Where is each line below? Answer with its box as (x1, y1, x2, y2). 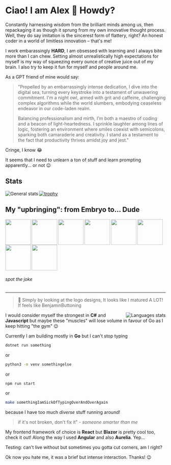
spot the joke (5, 276, 33, 282)
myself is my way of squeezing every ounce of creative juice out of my (5, 58, 154, 64)
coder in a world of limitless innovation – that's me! (5, 38, 112, 44)
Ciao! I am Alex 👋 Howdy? (5, 5, 116, 16)
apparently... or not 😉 (5, 162, 51, 168)
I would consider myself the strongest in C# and (5, 312, 106, 318)
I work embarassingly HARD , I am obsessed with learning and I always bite (5, 47, 162, 54)
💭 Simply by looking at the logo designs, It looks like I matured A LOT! (17, 297, 164, 303)
